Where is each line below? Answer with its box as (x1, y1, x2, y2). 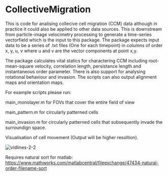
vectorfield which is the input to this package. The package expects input (5, 37, 159, 43)
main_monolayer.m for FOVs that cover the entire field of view (5, 99, 135, 105)
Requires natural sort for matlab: (5, 154, 73, 160)
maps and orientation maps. (5, 79, 64, 85)
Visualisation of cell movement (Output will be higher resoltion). (5, 134, 138, 140)
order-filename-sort (5, 165, 47, 171)
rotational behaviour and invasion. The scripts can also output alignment (5, 74, 157, 80)
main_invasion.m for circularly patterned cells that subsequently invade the (5, 119, 163, 125)
